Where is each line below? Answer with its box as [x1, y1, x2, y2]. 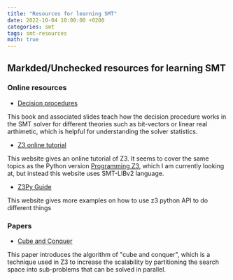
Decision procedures [17, 98, 78, 107]
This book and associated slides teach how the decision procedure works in [7, 112, 227, 121]
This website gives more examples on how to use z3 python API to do [7, 196, 209, 205]
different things [7, 203, 52, 212]
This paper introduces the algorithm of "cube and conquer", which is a [7, 251, 211, 259]
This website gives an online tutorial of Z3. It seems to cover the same [7, 154, 209, 163]
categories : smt [7, 23, 55, 30]
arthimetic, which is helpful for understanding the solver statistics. [7, 127, 198, 135]
